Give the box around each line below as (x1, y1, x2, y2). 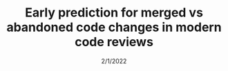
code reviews (75, 34, 153, 50)
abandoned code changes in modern (6, 19, 222, 35)
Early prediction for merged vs (24, 5, 204, 21)
